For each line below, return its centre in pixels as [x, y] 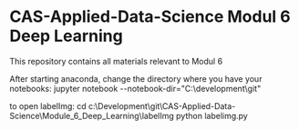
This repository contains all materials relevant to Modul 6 [116, 61]
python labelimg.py [212, 115]
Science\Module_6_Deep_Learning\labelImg [92, 115]
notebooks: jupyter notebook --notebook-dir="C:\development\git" [135, 88]
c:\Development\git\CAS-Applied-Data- [162, 105]
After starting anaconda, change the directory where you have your [136, 78]
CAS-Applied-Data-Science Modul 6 [150, 17]
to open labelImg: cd [48, 105]
